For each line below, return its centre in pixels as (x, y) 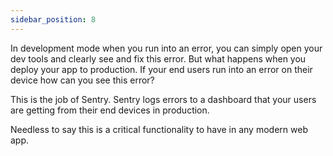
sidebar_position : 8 (53, 19)
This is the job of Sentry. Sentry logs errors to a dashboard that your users (163, 99)
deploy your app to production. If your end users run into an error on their (161, 69)
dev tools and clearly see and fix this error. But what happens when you (158, 58)
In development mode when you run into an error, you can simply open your (166, 48)
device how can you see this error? (82, 80)
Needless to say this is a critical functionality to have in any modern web (159, 129)
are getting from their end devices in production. (110, 110)
